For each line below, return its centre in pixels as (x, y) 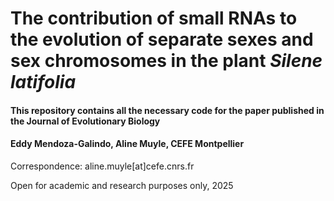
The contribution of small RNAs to (154, 18)
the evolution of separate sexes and (162, 39)
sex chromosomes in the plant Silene (166, 61)
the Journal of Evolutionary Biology (85, 121)
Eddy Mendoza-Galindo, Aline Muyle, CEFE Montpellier (127, 144)
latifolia (43, 82)
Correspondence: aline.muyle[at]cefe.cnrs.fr (102, 166)
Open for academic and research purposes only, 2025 (122, 185)
